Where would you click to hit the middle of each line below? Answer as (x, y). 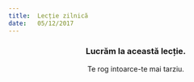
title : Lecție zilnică (48, 16)
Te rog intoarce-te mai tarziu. (136, 68)
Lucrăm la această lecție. (136, 51)
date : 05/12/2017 (41, 23)
